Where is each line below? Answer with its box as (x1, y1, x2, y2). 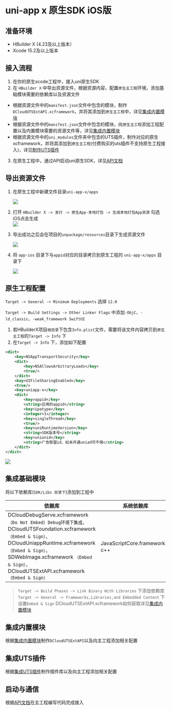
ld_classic (5, 317, 28, 322)
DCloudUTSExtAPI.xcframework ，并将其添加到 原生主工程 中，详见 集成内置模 (12, 108, 165, 114)
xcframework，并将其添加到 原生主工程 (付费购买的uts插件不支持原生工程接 (12, 140, 166, 146)
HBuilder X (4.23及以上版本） (12, 41, 75, 47)
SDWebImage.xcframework (8, 553, 74, 560)
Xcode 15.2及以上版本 (12, 48, 59, 54)
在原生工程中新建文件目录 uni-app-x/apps (12, 188, 99, 195)
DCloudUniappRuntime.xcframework (8, 539, 96, 547)
